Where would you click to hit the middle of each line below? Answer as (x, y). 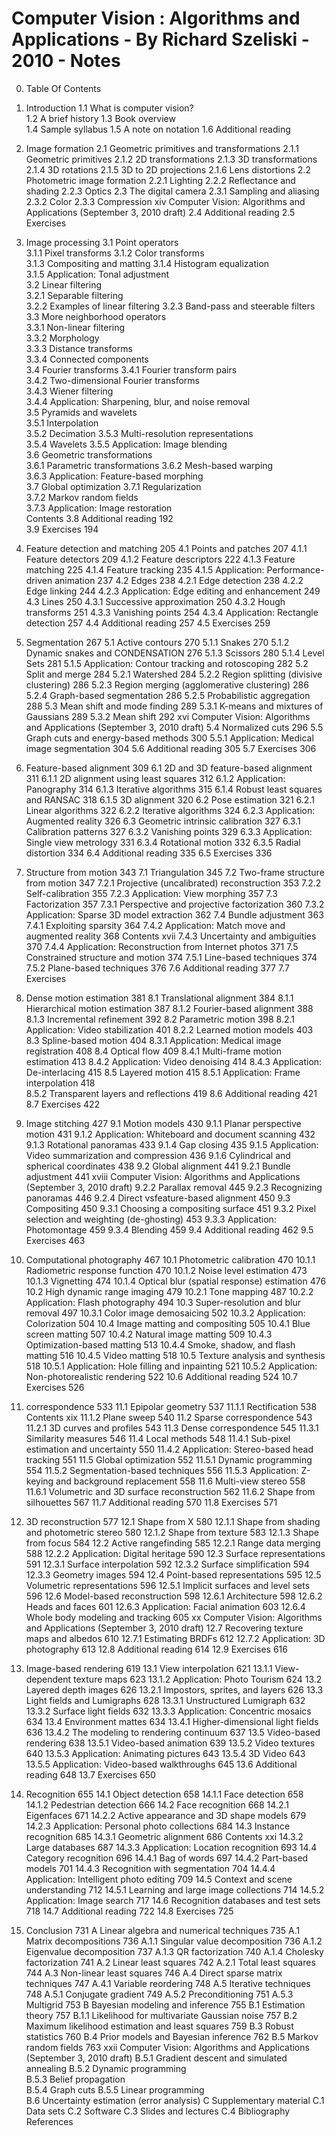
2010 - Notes (66, 61)
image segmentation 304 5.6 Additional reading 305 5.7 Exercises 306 (171, 748)
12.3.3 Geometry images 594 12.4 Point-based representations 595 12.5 (173, 1574)
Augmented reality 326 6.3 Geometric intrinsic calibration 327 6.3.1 (163, 821)
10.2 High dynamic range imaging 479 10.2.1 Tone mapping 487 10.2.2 (169, 1291)
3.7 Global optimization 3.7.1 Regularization (113, 486)
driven (39, 580)
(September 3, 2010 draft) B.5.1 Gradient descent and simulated (156, 2058)
